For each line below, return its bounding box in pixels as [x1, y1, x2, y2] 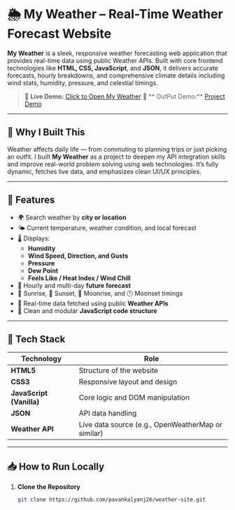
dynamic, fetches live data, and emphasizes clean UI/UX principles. [7, 167, 201, 175]
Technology [20, 354, 62, 364]
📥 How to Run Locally [7, 460, 105, 472]
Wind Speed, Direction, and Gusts [27, 252, 129, 260]
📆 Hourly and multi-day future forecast [17, 281, 131, 289]
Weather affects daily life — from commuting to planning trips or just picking [7, 145, 227, 153]
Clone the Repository [17, 483, 80, 491]
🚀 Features [7, 194, 55, 206]
